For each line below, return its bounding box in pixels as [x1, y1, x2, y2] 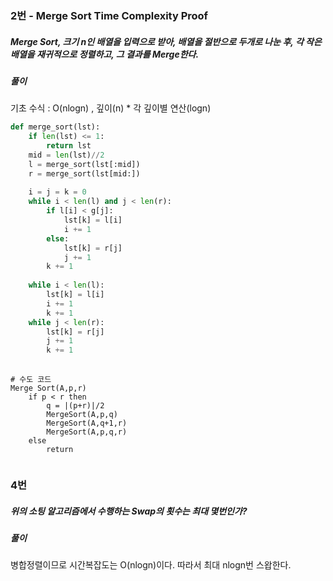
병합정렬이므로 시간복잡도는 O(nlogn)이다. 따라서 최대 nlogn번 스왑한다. [10, 559, 292, 571]
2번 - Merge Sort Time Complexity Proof [10, 8, 209, 22]
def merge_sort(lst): [10, 122, 101, 132]
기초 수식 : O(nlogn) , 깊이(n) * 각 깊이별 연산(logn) [10, 102, 212, 114]
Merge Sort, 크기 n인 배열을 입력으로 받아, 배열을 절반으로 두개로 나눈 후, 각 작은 [10, 35, 322, 47]
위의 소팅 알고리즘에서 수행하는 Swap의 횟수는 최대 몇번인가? [10, 505, 248, 517]
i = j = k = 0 [28, 187, 87, 197]
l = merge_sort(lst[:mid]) [28, 159, 141, 169]
